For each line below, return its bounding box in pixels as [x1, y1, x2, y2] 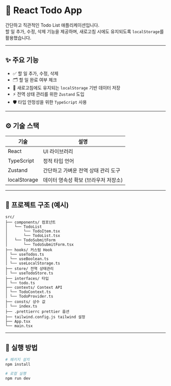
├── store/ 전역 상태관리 [5, 266, 54, 272]
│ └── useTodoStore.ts [5, 271, 53, 276]
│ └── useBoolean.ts [5, 256, 49, 261]
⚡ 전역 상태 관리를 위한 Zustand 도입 [12, 91, 85, 97]
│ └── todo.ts [5, 281, 36, 286]
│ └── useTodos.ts [5, 252, 44, 257]
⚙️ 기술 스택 [5, 122, 40, 130]
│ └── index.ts [5, 304, 38, 309]
